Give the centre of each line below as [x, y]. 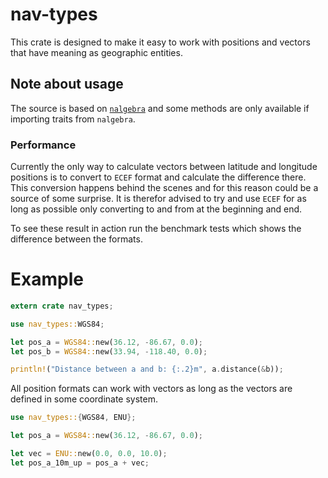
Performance [43, 145]
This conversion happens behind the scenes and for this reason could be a [164, 188]
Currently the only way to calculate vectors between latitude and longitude [164, 167]
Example [47, 279]
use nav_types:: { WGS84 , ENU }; [73, 418]
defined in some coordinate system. [84, 399]
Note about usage [67, 84]
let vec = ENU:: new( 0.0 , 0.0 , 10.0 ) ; [89, 454]
